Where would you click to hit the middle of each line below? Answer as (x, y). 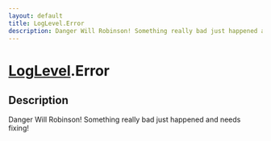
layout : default (35, 16)
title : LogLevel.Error (46, 23)
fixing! (19, 128)
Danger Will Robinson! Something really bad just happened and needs (125, 120)
